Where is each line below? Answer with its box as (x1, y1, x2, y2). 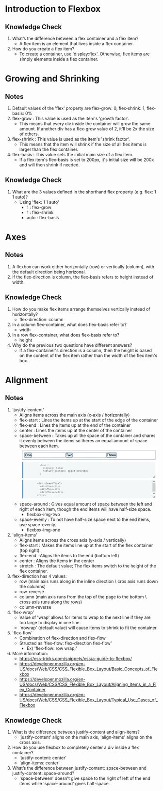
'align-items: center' (19, 760, 60, 766)
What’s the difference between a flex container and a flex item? (12, 35, 139, 41)
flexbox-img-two (26, 512, 60, 517)
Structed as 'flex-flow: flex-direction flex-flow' (19, 640, 113, 646)
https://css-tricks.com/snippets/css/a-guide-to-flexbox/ (19, 656, 132, 662)
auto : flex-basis (26, 214, 59, 220)
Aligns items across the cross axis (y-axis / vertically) (19, 537, 126, 543)
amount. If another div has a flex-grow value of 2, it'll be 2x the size (19, 126, 154, 131)
